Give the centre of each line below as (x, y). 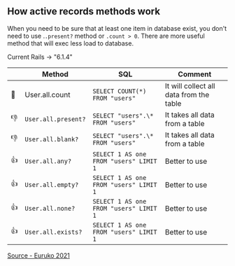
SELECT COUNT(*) (120, 91)
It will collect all (190, 85)
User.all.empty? (52, 184)
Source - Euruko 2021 (38, 255)
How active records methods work (84, 12)
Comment (195, 74)
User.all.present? (55, 119)
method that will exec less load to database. (71, 43)
